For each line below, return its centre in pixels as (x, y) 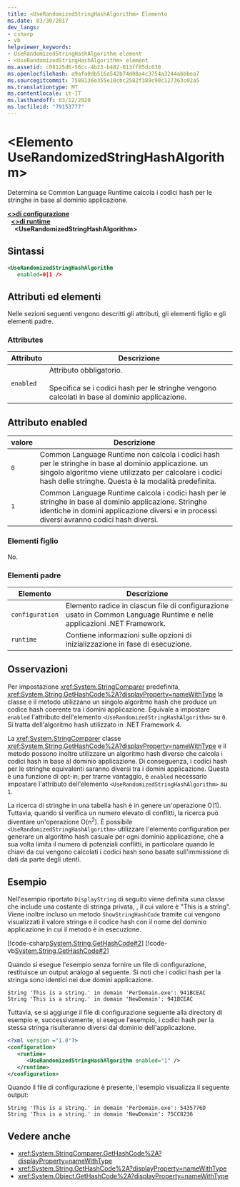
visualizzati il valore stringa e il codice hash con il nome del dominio (107, 922)
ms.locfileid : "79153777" (46, 107)
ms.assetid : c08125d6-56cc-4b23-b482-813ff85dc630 (84, 67)
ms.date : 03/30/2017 (38, 21)
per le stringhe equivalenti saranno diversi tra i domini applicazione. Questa (119, 769)
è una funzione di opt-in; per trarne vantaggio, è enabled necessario (107, 776)
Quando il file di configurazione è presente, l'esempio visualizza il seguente (119, 1087)
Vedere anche (39, 1136)
